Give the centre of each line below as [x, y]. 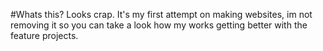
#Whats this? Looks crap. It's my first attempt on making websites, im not [161, 14]
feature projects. [44, 35]
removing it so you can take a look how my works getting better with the [159, 25]
